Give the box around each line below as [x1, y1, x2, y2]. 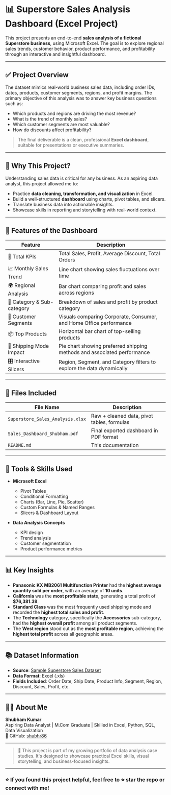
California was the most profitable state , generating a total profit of [12, 593, 156, 599]
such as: [5, 100, 23, 107]
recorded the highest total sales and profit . [12, 609, 105, 615]
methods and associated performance [58, 349, 150, 356]
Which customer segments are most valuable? [12, 121, 110, 127]
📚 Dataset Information [5, 651, 79, 660]
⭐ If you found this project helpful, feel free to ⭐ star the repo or [5, 776, 165, 783]
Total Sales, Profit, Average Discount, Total [58, 250, 160, 257]
